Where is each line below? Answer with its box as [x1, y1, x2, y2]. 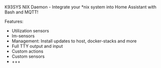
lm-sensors [11, 33, 35, 39]
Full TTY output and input [11, 43, 63, 49]
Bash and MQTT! [4, 9, 39, 15]
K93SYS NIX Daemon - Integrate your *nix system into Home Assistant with [4, 4, 157, 10]
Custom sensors [11, 54, 45, 59]
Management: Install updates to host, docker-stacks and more [11, 38, 137, 44]
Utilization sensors [11, 28, 49, 33]
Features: [4, 19, 24, 24]
